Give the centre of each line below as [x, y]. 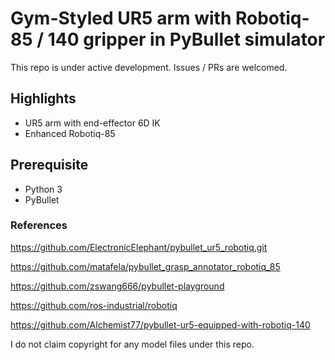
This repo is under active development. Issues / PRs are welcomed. [149, 67]
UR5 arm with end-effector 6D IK [92, 123]
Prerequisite [49, 165]
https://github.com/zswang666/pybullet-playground [117, 286]
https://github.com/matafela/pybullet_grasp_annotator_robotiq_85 [145, 266]
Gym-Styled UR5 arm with [121, 18]
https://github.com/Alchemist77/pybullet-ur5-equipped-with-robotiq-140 [160, 324]
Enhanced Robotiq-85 [70, 133]
